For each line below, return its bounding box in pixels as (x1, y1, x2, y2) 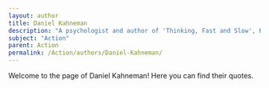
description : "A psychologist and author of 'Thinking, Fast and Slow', (8, 26, 256, 34)
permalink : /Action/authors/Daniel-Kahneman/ (8, 49, 163, 57)
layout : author (8, 11, 59, 20)
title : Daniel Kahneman (8, 19, 88, 27)
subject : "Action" (8, 34, 70, 42)
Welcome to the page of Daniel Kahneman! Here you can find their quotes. (8, 71, 254, 80)
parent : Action (8, 42, 59, 50)
